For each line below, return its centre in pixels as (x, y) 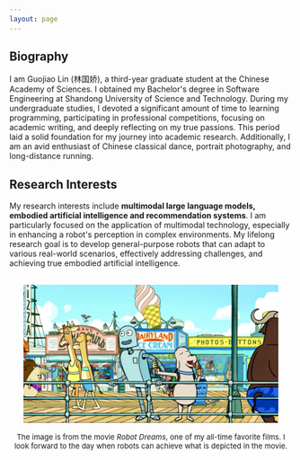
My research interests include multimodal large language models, (132, 206)
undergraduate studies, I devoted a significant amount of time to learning (145, 109)
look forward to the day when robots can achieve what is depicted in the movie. (151, 446)
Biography (39, 57)
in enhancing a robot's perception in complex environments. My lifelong (142, 234)
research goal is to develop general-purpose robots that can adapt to (137, 244)
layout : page (34, 19)
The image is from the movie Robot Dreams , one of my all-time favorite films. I (151, 437)
